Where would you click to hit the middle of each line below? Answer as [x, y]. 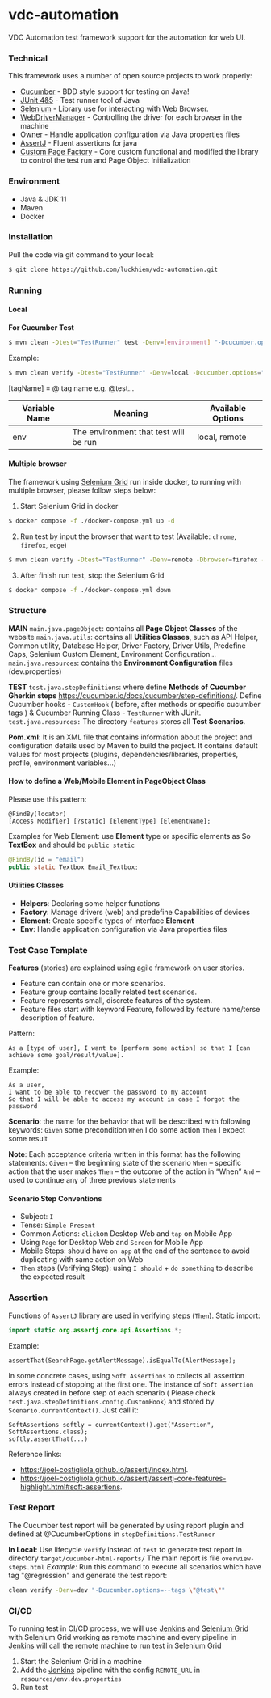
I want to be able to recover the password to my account [108, 1092]
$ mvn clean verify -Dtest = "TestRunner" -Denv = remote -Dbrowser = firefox [133, 560]
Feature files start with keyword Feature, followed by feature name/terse [140, 1010]
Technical [28, 58]
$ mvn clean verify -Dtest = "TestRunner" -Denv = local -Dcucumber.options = [135, 373]
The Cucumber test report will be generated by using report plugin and [126, 1525]
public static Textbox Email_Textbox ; [73, 867]
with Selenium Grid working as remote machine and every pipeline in [123, 1637]
